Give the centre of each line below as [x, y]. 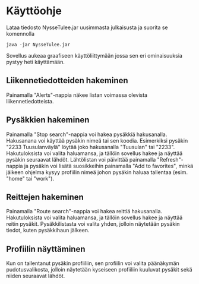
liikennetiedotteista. [30, 101]
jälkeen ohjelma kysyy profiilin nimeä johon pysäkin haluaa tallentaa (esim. [97, 172]
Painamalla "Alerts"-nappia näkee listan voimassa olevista [77, 95]
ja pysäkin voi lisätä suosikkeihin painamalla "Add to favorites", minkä [109, 166]
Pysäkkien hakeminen [48, 120]
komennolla [20, 33]
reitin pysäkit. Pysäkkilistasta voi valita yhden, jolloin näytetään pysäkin [93, 224]
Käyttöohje [34, 11]
